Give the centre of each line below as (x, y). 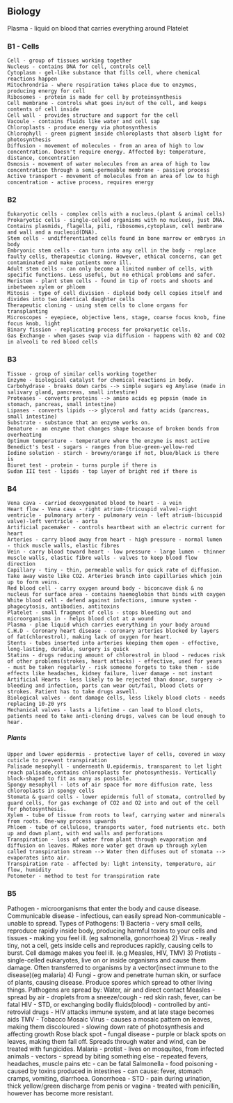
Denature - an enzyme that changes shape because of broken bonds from (113, 428)
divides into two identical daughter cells (71, 299)
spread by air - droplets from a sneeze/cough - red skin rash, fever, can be (114, 997)
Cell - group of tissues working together (70, 61)
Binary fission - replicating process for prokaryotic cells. (99, 330)
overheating (24, 435)
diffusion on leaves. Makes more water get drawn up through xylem (107, 845)
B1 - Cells (23, 46)
